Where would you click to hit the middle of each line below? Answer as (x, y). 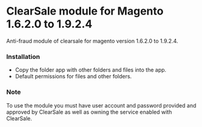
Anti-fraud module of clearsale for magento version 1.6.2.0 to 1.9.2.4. (92, 41)
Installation (23, 57)
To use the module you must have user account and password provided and (101, 105)
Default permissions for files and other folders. (73, 77)
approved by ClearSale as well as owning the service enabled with (89, 112)
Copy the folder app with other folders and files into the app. (91, 70)
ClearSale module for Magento (85, 11)
